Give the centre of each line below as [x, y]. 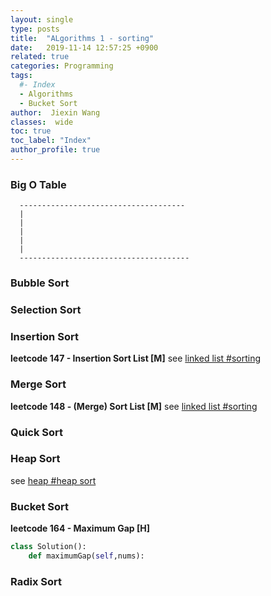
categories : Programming [62, 66]
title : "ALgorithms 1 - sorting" [82, 38]
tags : [21, 76]
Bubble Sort [40, 283]
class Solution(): [48, 547]
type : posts [35, 29]
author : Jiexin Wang [55, 112]
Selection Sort [46, 310]
